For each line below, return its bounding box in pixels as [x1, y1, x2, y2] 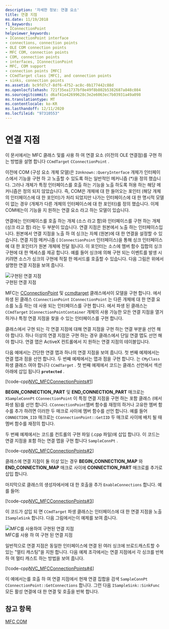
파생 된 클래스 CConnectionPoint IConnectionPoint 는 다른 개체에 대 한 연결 [5, 296, 155, 302]
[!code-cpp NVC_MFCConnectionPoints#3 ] [5, 498, 94, 504]
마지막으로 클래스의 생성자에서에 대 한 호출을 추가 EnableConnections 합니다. [5, 481, 157, 487]
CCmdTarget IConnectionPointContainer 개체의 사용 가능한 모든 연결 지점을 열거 [5, 309, 164, 315]
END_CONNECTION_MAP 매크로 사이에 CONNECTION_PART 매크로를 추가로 [5, 464, 163, 471]
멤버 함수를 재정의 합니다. [5, 421, 55, 427]
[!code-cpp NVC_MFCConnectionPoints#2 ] [5, 447, 94, 453]
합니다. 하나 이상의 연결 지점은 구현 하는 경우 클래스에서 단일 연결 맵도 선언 [10, 332, 157, 338]
